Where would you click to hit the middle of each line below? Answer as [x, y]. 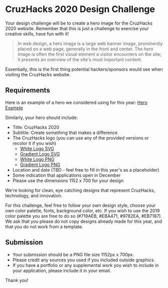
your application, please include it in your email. [62, 270]
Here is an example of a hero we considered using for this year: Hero [76, 102]
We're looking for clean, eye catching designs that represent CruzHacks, [80, 190]
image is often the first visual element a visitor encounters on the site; [90, 54]
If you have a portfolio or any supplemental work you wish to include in [86, 265]
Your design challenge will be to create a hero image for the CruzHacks [79, 23]
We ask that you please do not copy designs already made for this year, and [83, 221]
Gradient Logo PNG [40, 165]
